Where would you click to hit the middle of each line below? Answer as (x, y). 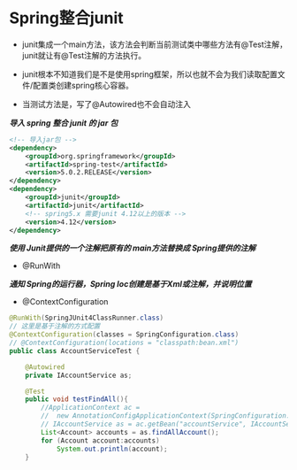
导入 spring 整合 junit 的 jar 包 (64, 123)
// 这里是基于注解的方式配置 (55, 327)
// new (55, 416)
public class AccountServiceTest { (75, 351)
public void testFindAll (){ (76, 399)
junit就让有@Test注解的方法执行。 (84, 55)
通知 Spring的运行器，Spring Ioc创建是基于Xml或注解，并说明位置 (130, 284)
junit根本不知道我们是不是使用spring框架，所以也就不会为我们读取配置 (150, 74)
